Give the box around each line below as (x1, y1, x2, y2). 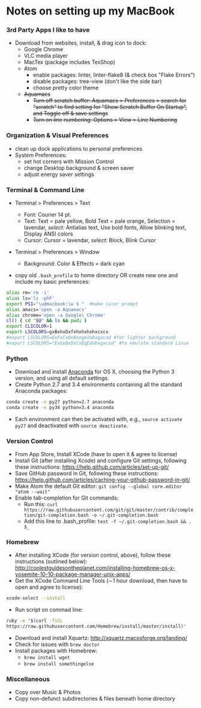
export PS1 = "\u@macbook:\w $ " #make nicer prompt (6, 301, 138, 307)
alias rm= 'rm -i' (6, 290, 50, 296)
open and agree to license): (14, 583, 83, 591)
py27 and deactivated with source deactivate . (14, 422, 128, 429)
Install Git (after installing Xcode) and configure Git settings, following (14, 457, 187, 465)
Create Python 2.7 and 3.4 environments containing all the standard (14, 381, 182, 388)
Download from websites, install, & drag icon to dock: (14, 39, 147, 46)
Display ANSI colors (23, 230, 73, 237)
